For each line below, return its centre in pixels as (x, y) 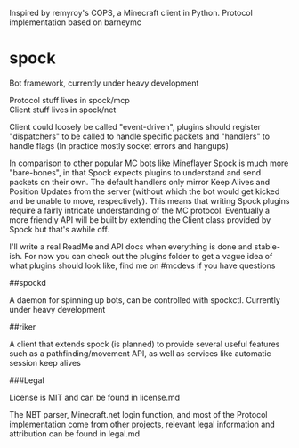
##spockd (28, 282)
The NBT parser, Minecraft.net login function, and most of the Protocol (138, 414)
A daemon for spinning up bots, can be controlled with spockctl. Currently (145, 300)
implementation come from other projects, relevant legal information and (142, 424)
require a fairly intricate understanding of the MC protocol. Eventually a (139, 210)
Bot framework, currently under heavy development (104, 83)
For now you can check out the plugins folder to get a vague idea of (149, 256)
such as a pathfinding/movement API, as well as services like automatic (140, 353)
